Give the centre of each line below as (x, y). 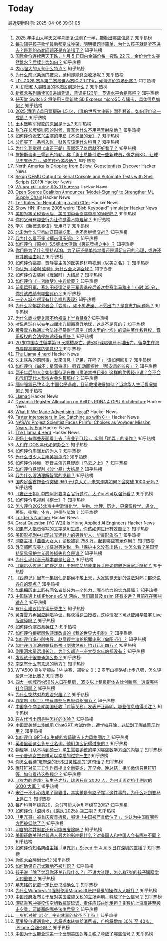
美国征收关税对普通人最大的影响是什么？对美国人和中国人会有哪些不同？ (88, 835)
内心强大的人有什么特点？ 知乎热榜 (50, 68)
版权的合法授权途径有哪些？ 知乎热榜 (56, 336)
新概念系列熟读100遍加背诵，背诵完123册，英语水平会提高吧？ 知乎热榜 (87, 93)
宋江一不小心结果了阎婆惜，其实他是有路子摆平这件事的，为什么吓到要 (86, 792)
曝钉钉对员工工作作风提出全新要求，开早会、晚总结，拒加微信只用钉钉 (86, 768)
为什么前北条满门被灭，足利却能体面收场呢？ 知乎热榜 (69, 75)
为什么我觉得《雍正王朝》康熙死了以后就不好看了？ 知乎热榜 (75, 148)
